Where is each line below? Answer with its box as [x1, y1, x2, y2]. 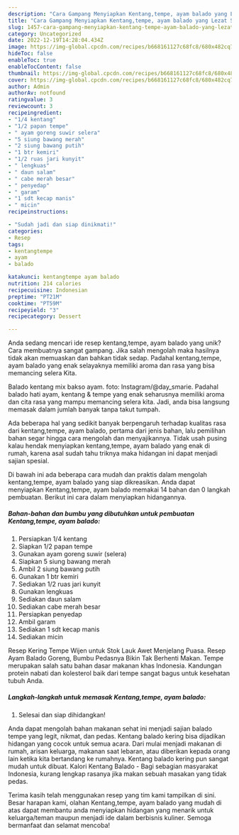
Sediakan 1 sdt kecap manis [18, 625, 100, 634]
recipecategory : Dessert [8, 313, 82, 320]
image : [8, 43, 28, 50]
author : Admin [8, 83, 50, 90]
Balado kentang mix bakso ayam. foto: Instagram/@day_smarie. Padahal [8, 382, 219, 391]
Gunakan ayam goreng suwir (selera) [18, 550, 127, 558]
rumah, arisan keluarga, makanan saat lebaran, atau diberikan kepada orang [8, 747, 230, 756]
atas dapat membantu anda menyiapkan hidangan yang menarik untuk [8, 806, 214, 814]
